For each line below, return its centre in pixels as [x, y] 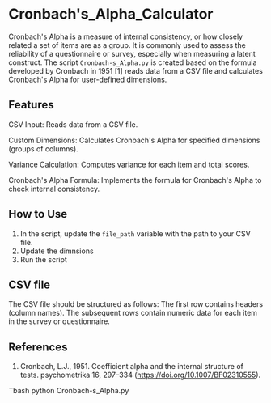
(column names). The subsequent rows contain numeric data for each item [133, 313]
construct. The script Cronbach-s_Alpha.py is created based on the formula [133, 62]
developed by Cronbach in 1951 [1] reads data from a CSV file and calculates [135, 70]
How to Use [38, 214]
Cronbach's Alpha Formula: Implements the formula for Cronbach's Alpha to [135, 180]
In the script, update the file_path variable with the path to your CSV [135, 233]
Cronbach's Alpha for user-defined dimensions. [88, 79]
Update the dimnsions [57, 251]
